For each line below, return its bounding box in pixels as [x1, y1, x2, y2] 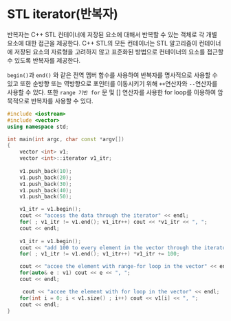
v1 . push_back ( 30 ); [19, 180, 72, 187]
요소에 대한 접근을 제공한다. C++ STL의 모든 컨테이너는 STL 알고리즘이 [7, 39, 197, 47]
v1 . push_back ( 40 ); [19, 187, 72, 194]
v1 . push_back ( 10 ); [19, 167, 72, 174]
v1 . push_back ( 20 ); [19, 174, 72, 181]
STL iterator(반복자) [7, 6, 118, 22]
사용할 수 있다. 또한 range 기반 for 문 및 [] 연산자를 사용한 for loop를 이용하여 [7, 87, 217, 96]
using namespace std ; [7, 123, 69, 130]
